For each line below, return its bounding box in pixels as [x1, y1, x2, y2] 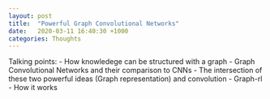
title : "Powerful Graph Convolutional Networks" [8, 19, 180, 28]
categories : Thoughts [8, 34, 82, 43]
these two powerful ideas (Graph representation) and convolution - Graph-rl [8, 74, 263, 84]
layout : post [8, 11, 53, 20]
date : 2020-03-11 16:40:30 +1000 [8, 27, 129, 35]
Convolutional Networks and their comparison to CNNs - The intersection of [8, 66, 263, 75]
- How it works [8, 83, 58, 93]
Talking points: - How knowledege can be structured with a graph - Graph [8, 57, 255, 67]
